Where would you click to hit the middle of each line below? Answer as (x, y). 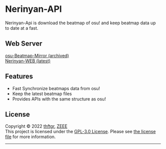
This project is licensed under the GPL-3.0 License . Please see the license (81, 132)
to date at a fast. (22, 28)
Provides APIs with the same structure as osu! (59, 99)
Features (19, 76)
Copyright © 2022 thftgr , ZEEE (36, 126)
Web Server (24, 44)
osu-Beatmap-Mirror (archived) (37, 55)
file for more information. (30, 137)
